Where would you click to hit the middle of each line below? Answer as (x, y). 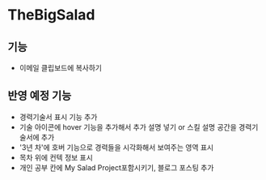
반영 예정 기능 (40, 96)
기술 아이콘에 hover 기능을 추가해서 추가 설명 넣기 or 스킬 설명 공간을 (128, 126)
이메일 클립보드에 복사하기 (61, 68)
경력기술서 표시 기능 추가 (58, 117)
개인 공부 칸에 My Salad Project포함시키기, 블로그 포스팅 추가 (116, 167)
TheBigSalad (51, 15)
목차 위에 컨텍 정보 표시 (56, 157)
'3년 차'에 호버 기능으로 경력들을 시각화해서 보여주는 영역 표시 (116, 147)
